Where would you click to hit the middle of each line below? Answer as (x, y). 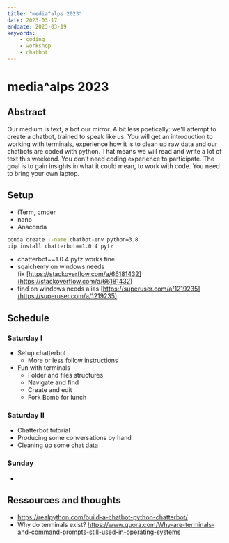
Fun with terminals (44, 368)
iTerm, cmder (37, 212)
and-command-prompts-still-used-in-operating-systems (99, 532)
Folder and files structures (65, 375)
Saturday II (26, 416)
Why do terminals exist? (52, 524)
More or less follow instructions (73, 360)
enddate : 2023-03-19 (37, 26)
